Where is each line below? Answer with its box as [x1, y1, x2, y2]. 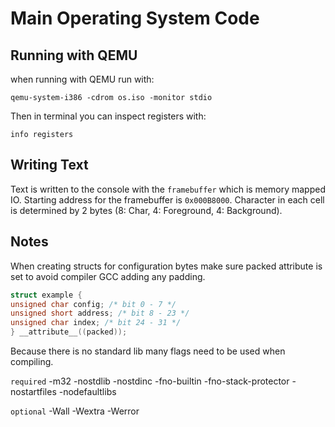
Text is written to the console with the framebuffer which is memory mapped [10, 183, 327, 195]
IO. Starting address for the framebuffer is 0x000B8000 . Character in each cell [10, 193, 325, 206]
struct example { [10, 290, 83, 300]
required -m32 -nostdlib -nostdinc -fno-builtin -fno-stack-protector [10, 375, 290, 387]
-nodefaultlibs [58, 386, 117, 397]
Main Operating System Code [10, 7, 260, 30]
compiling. [10, 356, 54, 367]
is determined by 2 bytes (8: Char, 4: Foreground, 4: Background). [10, 204, 283, 216]
